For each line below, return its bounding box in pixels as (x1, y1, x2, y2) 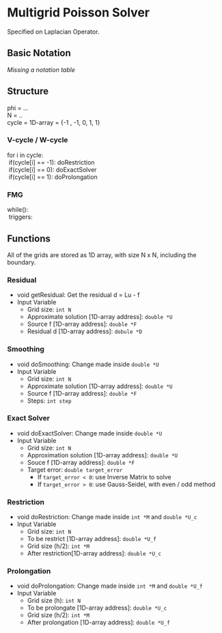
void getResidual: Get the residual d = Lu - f (16, 291, 140, 299)
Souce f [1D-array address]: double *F (27, 458, 135, 466)
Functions (7, 232, 51, 244)
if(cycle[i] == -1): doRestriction (8, 158, 95, 166)
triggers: (8, 213, 33, 221)
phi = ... (7, 104, 29, 112)
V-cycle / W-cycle (7, 135, 68, 145)
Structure (7, 86, 49, 97)
